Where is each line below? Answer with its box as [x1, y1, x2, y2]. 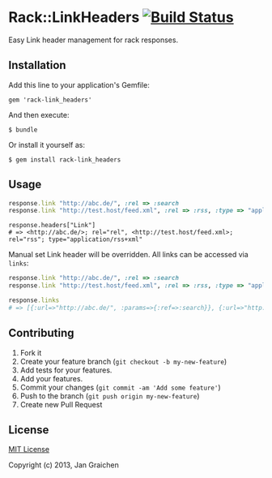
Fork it [19, 347, 42, 357]
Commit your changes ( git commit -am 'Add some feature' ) [19, 382, 221, 392]
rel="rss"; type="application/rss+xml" [8, 235, 143, 243]
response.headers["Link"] [8, 222, 96, 230]
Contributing [8, 326, 74, 340]
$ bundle [8, 126, 38, 134]
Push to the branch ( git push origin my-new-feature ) [19, 390, 200, 401]
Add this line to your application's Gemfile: [8, 80, 150, 89]
